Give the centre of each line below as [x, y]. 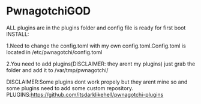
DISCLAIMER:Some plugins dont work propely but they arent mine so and [97, 82]
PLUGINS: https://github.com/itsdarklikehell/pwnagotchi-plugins [85, 94]
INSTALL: [18, 34]
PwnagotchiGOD [49, 11]
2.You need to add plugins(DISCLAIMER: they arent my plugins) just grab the [101, 64]
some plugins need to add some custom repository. [70, 88]
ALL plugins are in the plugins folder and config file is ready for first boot [96, 28]
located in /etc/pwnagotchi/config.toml [54, 52]
